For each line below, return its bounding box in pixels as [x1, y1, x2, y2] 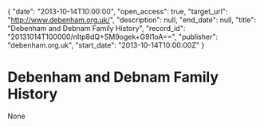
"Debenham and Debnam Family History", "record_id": [7, 24, 186, 33]
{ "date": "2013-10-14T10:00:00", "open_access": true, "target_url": [7, 7, 228, 16]
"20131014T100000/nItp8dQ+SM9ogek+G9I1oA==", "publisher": [7, 32, 219, 41]
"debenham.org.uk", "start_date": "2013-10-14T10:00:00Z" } [7, 40, 205, 50]
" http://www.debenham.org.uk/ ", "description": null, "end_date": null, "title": [7, 15, 257, 25]
